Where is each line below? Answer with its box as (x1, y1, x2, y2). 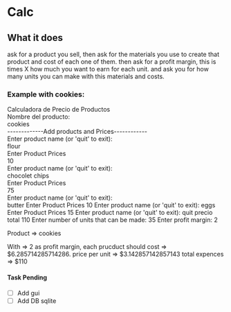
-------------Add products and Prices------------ (7, 128, 147, 136)
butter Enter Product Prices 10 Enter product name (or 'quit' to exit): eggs (7, 201, 216, 209)
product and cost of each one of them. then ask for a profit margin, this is (7, 58, 216, 66)
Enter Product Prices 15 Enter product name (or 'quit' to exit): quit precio (7, 209, 213, 217)
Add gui (17, 288, 40, 297)
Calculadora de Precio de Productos (7, 105, 111, 114)
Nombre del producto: (7, 112, 71, 121)
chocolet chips (7, 171, 50, 180)
